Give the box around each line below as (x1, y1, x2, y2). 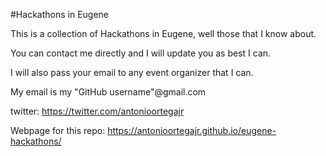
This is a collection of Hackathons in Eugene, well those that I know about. (10, 28, 317, 39)
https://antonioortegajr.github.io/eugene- (107, 125, 277, 136)
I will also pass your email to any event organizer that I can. (10, 67, 254, 78)
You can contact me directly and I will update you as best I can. (10, 47, 272, 59)
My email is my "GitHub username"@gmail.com (10, 86, 207, 98)
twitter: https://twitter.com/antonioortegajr (10, 105, 185, 117)
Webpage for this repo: (10, 125, 106, 136)
